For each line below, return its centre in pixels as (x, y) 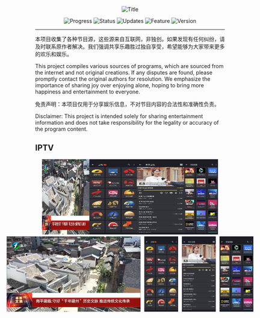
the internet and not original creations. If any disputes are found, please (124, 73)
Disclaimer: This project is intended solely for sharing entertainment (119, 116)
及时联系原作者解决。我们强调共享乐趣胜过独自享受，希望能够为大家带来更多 (130, 46)
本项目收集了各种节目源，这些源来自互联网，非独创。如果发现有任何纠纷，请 (130, 39)
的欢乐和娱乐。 (54, 54)
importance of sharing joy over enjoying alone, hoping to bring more (120, 85)
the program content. (61, 129)
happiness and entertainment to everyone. (88, 92)
